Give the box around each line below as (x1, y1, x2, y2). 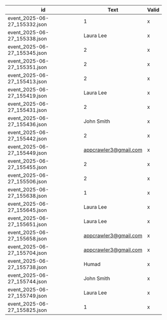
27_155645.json (7, 207, 47, 213)
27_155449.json (7, 150, 47, 156)
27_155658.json (7, 236, 47, 242)
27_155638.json (7, 192, 47, 199)
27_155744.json (7, 278, 47, 285)
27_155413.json (7, 78, 47, 85)
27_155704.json (7, 249, 47, 256)
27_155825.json (7, 307, 47, 314)
